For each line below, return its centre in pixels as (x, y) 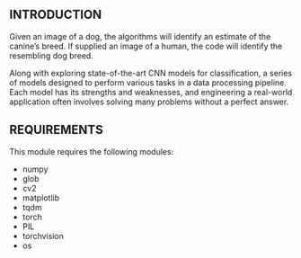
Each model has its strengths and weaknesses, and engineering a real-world (151, 92)
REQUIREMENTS (56, 130)
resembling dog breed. (52, 55)
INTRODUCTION (56, 15)
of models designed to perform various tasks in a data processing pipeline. (148, 82)
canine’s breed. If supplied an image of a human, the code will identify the (146, 46)
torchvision (43, 236)
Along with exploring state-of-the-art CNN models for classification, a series (151, 73)
